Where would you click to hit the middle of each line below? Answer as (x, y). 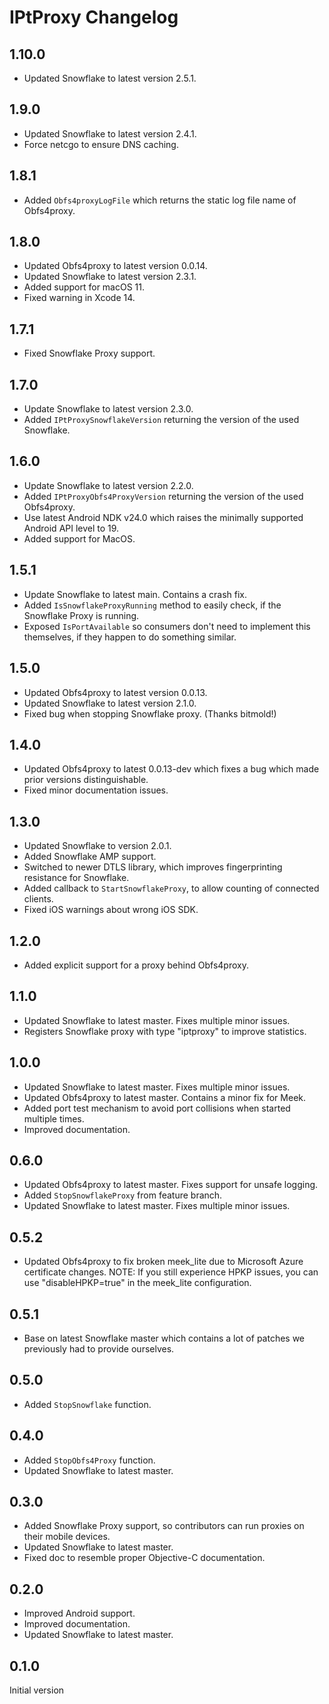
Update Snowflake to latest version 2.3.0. (108, 409)
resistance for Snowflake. (76, 878)
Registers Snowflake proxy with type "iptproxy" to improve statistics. (165, 1031)
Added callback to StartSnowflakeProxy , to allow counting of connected (171, 888)
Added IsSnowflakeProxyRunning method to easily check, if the (152, 605)
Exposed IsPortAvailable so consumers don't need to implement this (167, 626)
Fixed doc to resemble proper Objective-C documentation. (144, 1558)
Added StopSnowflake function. (87, 1404)
